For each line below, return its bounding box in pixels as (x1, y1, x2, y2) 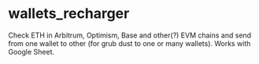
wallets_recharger (8, 5, 130, 23)
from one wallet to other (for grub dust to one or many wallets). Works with (8, 38, 251, 48)
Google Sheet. (8, 47, 55, 56)
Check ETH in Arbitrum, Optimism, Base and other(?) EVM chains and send (8, 30, 252, 40)
